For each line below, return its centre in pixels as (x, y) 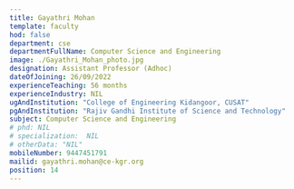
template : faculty (44, 26)
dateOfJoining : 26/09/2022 (60, 77)
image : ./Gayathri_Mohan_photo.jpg (77, 60)
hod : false (30, 35)
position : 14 (34, 170)
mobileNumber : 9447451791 (58, 153)
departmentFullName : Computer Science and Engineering (115, 52)
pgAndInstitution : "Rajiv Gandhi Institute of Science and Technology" (147, 111)
